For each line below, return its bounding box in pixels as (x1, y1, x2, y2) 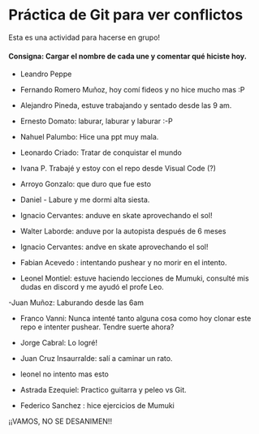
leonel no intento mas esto (19, 369, 110, 379)
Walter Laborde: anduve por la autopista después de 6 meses (19, 226, 227, 236)
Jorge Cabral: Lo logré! (19, 338, 97, 348)
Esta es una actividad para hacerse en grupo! (8, 32, 161, 42)
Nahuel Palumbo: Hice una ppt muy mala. (19, 132, 159, 142)
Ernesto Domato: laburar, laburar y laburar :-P (19, 116, 173, 127)
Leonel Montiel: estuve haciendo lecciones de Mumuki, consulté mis (19, 273, 249, 283)
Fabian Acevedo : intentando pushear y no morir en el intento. (19, 258, 227, 268)
